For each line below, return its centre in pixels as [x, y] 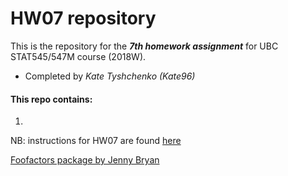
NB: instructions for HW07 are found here [96, 141]
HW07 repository [83, 18]
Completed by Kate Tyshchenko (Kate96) [110, 76]
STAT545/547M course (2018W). [78, 56]
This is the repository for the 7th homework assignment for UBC [144, 46]
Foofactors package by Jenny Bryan [85, 160]
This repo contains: [51, 99]
